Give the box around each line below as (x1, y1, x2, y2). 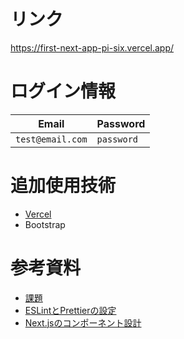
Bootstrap (24, 218, 66, 230)
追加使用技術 (10, 175, 117, 197)
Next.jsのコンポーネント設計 (24, 316, 142, 329)
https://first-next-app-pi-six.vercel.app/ (10, 41, 175, 54)
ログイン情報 (10, 80, 117, 103)
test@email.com (15, 133, 88, 145)
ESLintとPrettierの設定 (24, 304, 117, 316)
